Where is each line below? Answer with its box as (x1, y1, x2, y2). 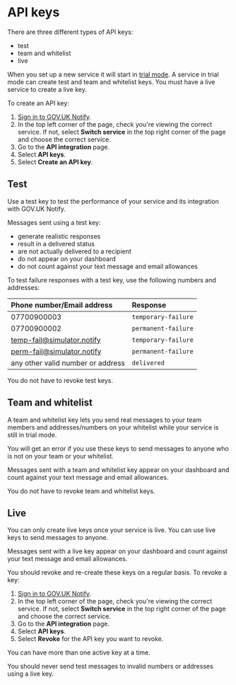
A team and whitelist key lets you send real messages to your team (7, 415, 202, 424)
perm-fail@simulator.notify (11, 346, 102, 356)
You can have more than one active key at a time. (7, 648, 151, 657)
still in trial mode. (7, 430, 57, 439)
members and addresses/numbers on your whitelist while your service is (7, 422, 219, 432)
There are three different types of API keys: (7, 28, 134, 36)
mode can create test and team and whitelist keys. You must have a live (7, 77, 216, 86)
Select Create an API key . (17, 157, 93, 166)
